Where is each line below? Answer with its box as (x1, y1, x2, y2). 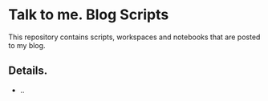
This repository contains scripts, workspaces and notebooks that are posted (8, 32, 261, 42)
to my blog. (8, 40, 46, 50)
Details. (8, 64, 48, 78)
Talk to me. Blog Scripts (8, 6, 169, 24)
